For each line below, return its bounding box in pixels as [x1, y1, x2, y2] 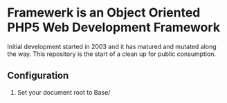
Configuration [7, 70, 69, 82]
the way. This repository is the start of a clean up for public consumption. [7, 50, 217, 58]
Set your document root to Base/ [17, 88, 111, 96]
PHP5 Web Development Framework [7, 19, 220, 35]
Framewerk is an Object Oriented [7, 5, 201, 21]
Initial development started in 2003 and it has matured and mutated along [7, 42, 217, 50]
